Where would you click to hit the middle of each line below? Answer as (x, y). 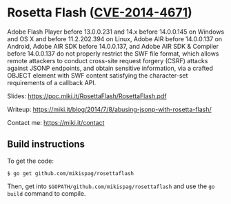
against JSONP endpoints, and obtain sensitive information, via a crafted (110, 68)
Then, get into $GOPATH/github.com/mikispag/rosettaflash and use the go (111, 186)
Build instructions (46, 145)
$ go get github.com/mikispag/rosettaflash (71, 173)
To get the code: (30, 161)
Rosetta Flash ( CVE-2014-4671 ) (100, 13)
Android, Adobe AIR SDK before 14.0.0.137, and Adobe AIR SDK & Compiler (113, 46)
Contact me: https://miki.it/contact (56, 122)
